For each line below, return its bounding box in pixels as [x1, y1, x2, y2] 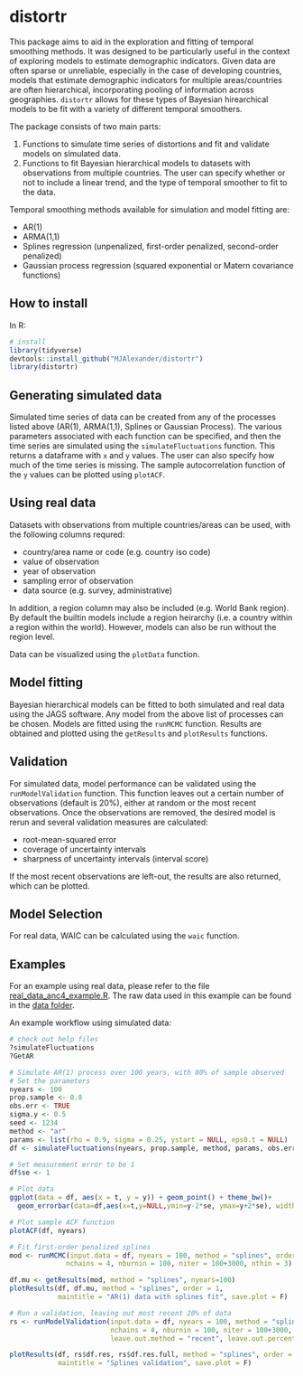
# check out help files [9, 1035, 99, 1044]
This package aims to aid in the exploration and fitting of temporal [9, 36, 254, 47]
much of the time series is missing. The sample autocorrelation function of [9, 459, 286, 471]
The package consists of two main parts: [9, 120, 161, 132]
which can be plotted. [9, 880, 90, 891]
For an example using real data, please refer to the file [9, 981, 210, 992]
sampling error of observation [22, 575, 133, 586]
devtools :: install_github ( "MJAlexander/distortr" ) [9, 354, 204, 363]
